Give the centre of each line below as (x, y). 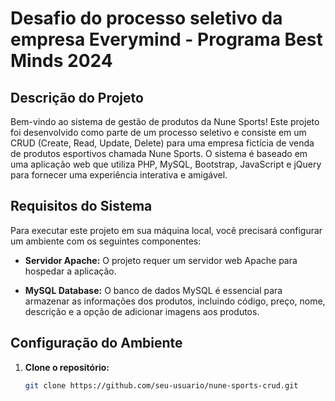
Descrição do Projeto (77, 97)
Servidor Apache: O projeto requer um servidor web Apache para (161, 260)
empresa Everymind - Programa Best (166, 39)
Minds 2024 (61, 61)
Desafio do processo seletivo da (146, 18)
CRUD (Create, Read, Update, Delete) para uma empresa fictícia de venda (162, 143)
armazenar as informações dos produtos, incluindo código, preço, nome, (175, 301)
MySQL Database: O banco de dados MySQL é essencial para (153, 290)
